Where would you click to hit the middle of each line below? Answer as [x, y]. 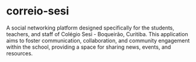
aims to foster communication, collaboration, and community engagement [98, 40]
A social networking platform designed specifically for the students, [90, 28]
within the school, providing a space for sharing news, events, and [89, 47]
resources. [20, 53]
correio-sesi [38, 11]
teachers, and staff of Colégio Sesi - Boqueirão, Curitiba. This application [97, 34]
